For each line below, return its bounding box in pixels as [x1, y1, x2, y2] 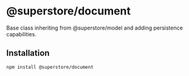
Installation [6, 48, 50, 59]
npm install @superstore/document [6, 64, 94, 70]
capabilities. [6, 30, 36, 37]
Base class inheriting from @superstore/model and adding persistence [6, 24, 184, 31]
